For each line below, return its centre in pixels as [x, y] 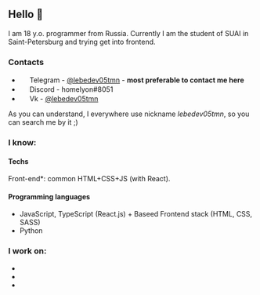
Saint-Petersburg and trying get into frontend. [82, 42]
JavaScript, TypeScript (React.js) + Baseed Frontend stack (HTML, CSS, [136, 214]
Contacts [26, 62]
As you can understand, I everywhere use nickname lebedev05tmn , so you [129, 114]
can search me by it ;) [43, 122]
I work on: [27, 251]
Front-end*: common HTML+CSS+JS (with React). [89, 179]
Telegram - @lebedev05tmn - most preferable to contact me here [137, 80]
